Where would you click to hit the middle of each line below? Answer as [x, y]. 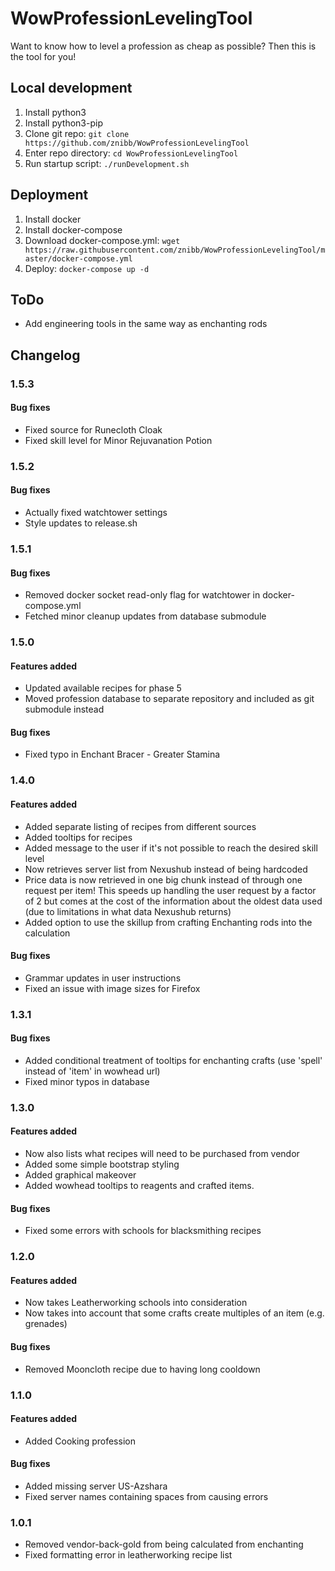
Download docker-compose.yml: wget [102, 240]
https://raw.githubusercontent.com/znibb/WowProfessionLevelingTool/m [175, 250]
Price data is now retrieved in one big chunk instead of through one [163, 879]
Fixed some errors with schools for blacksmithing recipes [143, 1231]
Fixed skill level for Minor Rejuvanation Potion [118, 440]
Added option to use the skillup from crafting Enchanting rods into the [168, 922]
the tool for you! [43, 56]
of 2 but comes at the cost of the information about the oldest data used [173, 901]
